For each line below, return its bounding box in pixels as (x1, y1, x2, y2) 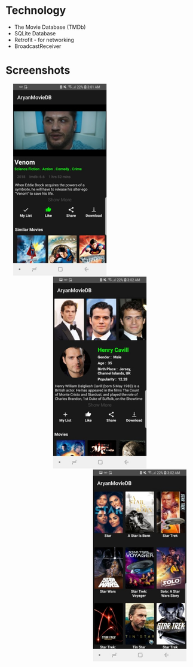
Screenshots (5, 64, 71, 77)
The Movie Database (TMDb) (14, 23, 86, 31)
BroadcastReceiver (14, 43, 62, 50)
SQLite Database (14, 29, 56, 37)
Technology (5, 4, 66, 17)
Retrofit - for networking (14, 36, 74, 43)
